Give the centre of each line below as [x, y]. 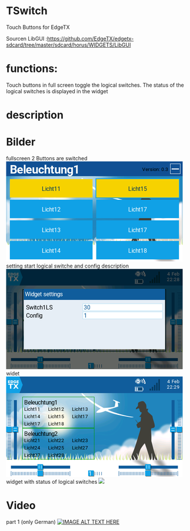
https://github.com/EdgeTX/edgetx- [90, 38]
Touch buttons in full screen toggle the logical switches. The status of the [95, 85]
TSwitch [27, 11]
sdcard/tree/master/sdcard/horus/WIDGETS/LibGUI [69, 45]
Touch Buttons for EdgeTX [38, 27]
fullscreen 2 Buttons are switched [47, 158]
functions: [32, 69]
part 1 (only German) [31, 522]
